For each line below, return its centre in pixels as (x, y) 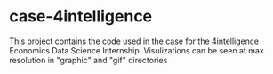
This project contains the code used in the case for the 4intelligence (134, 41)
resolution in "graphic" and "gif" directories (88, 60)
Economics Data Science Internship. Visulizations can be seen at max (136, 50)
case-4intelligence (81, 16)
